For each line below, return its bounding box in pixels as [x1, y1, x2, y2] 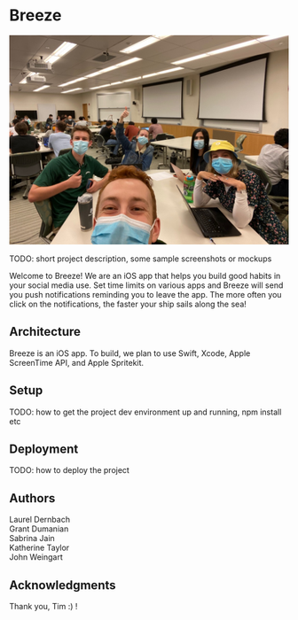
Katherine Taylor [9, 542, 70, 554]
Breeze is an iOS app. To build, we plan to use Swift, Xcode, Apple [9, 347, 251, 359]
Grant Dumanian [9, 523, 69, 534]
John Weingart [9, 552, 64, 562]
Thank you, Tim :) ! [9, 601, 78, 611]
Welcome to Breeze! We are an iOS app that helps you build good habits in [9, 270, 281, 281]
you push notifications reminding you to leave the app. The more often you [9, 289, 282, 299]
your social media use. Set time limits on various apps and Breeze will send [9, 280, 284, 291]
